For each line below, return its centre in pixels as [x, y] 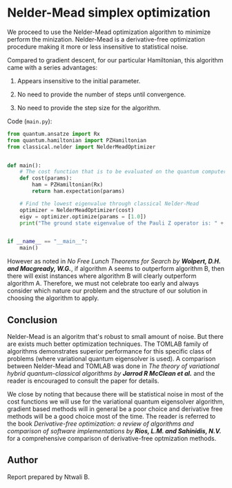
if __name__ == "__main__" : [48, 242]
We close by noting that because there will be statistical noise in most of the [115, 394]
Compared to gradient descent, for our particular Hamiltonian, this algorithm [115, 60]
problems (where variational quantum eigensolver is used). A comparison [112, 359]
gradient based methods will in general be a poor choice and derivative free [115, 409]
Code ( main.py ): [30, 121]
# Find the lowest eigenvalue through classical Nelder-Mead [109, 203]
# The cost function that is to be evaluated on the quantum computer [123, 172]
